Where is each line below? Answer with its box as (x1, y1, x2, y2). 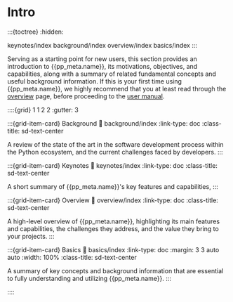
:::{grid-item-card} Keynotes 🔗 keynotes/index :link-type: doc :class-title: (7, 161, 218, 169)
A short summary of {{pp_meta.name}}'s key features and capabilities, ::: (7, 182, 219, 190)
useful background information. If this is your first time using (7, 77, 182, 85)
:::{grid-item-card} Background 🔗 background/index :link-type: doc (7, 119, 201, 127)
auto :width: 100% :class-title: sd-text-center (7, 253, 137, 261)
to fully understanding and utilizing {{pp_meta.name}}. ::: (7, 274, 172, 282)
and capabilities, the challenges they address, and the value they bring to (7, 224, 219, 232)
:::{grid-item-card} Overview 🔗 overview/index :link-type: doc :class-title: (7, 196, 219, 204)
